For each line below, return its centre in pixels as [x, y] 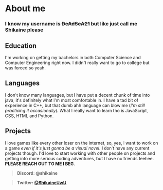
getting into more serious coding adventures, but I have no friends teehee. [80, 158]
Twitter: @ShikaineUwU [42, 182]
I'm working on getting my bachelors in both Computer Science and [73, 57]
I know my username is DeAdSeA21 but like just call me [71, 24]
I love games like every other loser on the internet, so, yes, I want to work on [81, 143]
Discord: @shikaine [37, 173]
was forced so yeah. [26, 68]
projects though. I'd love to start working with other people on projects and [80, 153]
